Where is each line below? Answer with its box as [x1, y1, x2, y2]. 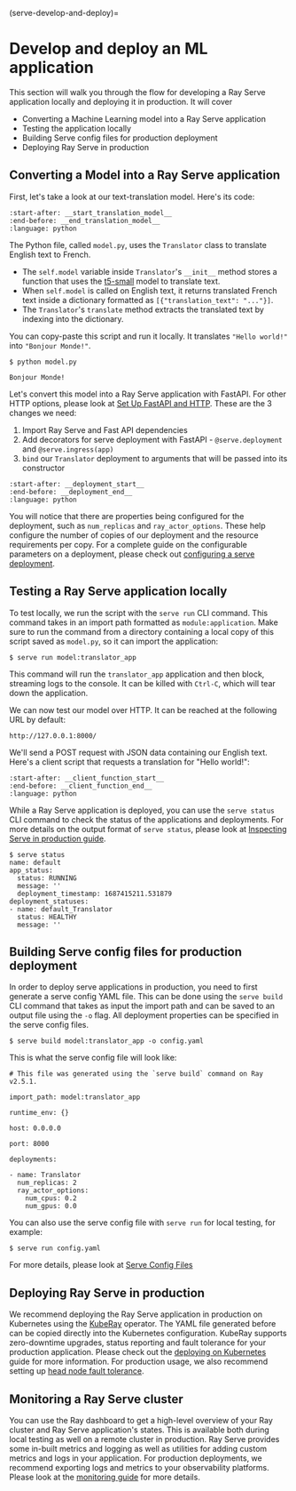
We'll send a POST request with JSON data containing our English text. [9, 747, 268, 758]
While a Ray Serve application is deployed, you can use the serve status [9, 805, 275, 815]
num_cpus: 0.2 [25, 1194, 77, 1203]
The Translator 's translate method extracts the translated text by [21, 304, 264, 315]
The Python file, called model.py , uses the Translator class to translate [9, 239, 268, 250]
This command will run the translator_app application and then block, [9, 669, 265, 679]
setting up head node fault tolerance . [9, 1366, 144, 1376]
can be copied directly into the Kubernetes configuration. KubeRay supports [9, 1328, 287, 1339]
